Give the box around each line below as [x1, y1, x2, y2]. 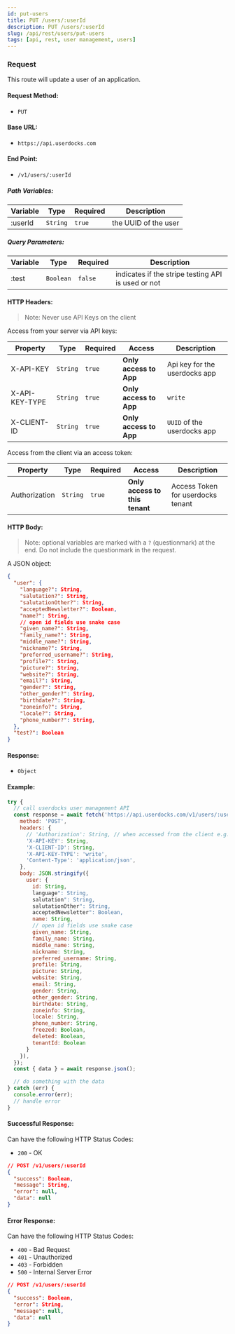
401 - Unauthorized [17, 1253, 73, 1262]
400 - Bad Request [17, 1246, 71, 1254]
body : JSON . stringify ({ [20, 870, 90, 877]
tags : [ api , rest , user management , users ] [7, 36, 136, 43]
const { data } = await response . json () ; [13, 1066, 136, 1073]
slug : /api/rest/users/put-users [7, 29, 105, 37]
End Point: [7, 155, 38, 163]
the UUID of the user [111, 218, 180, 228]
